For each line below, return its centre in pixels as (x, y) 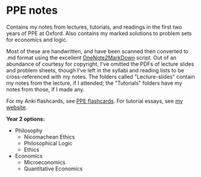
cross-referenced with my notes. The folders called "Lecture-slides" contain (100, 77)
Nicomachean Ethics (49, 137)
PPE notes (32, 10)
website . (17, 107)
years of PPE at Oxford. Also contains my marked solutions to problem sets (99, 33)
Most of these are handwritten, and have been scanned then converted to (97, 51)
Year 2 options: (25, 119)
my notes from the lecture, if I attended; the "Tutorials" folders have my (94, 83)
